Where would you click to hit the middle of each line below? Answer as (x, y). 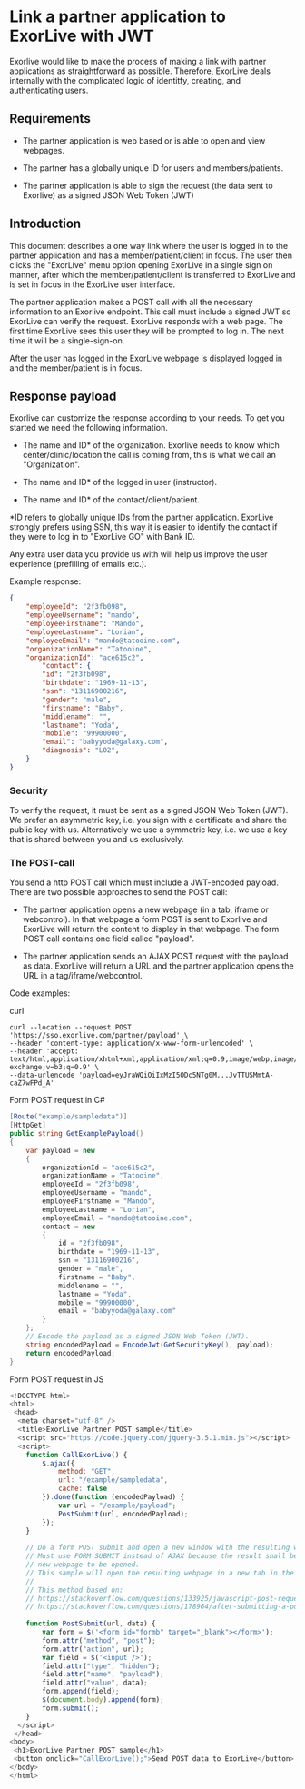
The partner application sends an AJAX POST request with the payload (155, 957)
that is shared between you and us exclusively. (97, 840)
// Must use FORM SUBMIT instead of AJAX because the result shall (156, 1556)
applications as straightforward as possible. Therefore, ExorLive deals (140, 71)
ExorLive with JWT (82, 36)
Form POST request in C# (58, 1100)
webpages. (44, 150)
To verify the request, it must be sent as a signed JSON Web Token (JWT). (149, 810)
